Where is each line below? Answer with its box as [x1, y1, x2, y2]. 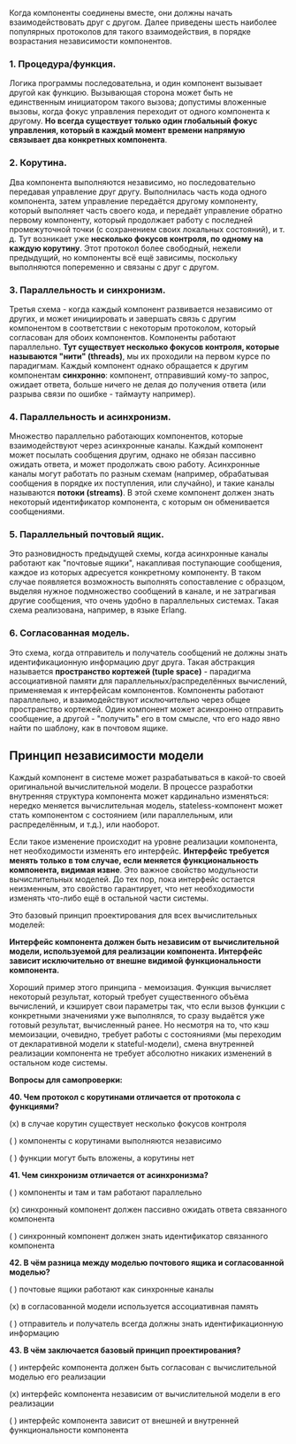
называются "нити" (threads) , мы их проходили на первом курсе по [9, 350, 271, 362]
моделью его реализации [9, 1371, 106, 1382]
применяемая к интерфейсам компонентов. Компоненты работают [9, 684, 264, 695]
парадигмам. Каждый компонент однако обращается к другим [9, 360, 249, 371]
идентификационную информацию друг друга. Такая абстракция [9, 656, 255, 667]
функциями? [9, 1101, 59, 1112]
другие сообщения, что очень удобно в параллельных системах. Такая [9, 596, 279, 606]
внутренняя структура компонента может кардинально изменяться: [9, 791, 269, 801]
